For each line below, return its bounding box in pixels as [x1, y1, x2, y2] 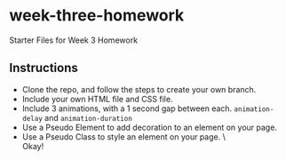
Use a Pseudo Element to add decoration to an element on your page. [21, 122, 278, 132]
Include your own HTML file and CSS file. [21, 93, 173, 104]
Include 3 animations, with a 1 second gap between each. [21, 103, 233, 114]
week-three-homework [9, 5, 185, 26]
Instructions [9, 60, 78, 76]
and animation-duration [44, 112, 133, 123]
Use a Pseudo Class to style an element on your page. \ [21, 131, 226, 142]
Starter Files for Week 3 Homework [9, 35, 139, 45]
